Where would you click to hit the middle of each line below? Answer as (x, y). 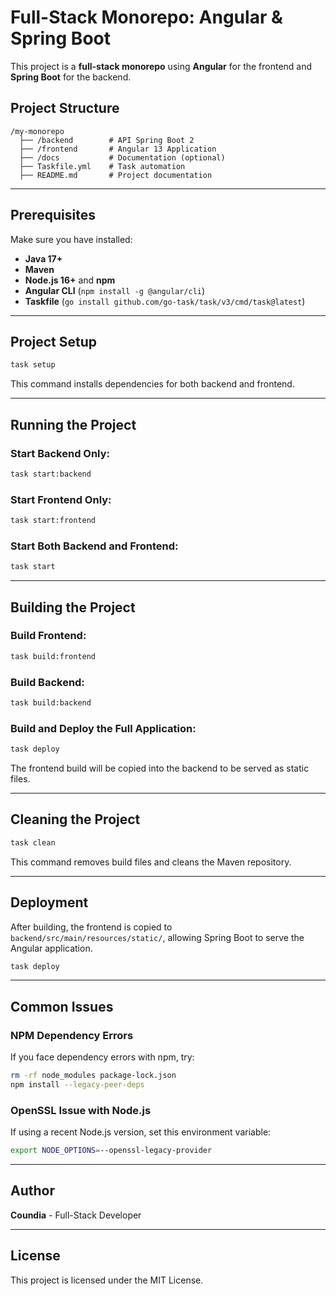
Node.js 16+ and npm (70, 280)
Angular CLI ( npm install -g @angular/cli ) (115, 290)
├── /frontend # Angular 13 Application (118, 149)
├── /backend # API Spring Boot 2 (107, 140)
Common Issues (62, 1006)
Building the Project (73, 607)
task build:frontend (53, 656)
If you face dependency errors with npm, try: (102, 1057)
